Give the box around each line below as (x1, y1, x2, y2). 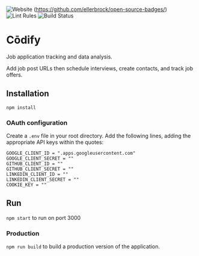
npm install (6, 104, 36, 111)
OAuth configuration (6, 118, 68, 126)
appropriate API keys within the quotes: (6, 139, 104, 146)
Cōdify (6, 33, 41, 47)
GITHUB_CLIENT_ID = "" (6, 161, 63, 167)
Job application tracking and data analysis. (6, 53, 112, 60)
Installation (6, 89, 49, 99)
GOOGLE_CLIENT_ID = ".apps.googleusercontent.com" (6, 151, 136, 157)
